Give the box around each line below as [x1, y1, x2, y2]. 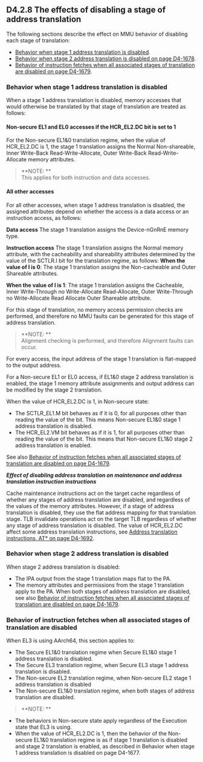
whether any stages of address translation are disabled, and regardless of [6, 496, 190, 503]
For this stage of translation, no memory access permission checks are [6, 306, 183, 313]
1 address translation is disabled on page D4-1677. [14, 749, 141, 757]
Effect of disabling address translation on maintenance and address [6, 471, 182, 479]
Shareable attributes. [6, 270, 59, 277]
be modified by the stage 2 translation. [6, 386, 103, 393]
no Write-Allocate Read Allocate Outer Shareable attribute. [6, 294, 152, 302]
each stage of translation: [6, 36, 70, 44]
